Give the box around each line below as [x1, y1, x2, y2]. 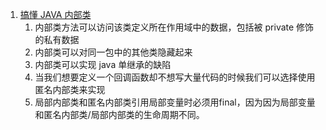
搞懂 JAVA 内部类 [19, 9, 92, 20]
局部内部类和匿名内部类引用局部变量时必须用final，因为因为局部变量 [34, 96, 316, 108]
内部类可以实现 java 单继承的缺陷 [34, 59, 172, 70]
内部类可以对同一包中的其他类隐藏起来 [34, 46, 193, 58]
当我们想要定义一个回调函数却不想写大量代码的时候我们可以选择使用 [34, 71, 316, 83]
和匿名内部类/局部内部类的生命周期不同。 [34, 109, 205, 120]
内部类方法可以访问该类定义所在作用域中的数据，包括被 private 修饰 [34, 21, 315, 33]
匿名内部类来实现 [34, 84, 106, 95]
